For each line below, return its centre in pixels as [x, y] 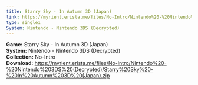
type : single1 [24, 22]
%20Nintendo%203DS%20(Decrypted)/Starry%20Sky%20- [80, 69]
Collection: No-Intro [31, 57]
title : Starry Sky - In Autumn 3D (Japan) [59, 11]
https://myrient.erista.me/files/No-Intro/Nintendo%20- [100, 63]
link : [13, 17]
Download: [20, 63]
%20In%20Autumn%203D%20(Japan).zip [58, 76]
